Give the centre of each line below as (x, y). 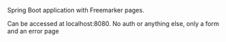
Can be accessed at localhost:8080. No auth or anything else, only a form (113, 23)
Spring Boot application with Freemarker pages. (76, 10)
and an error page (33, 31)
